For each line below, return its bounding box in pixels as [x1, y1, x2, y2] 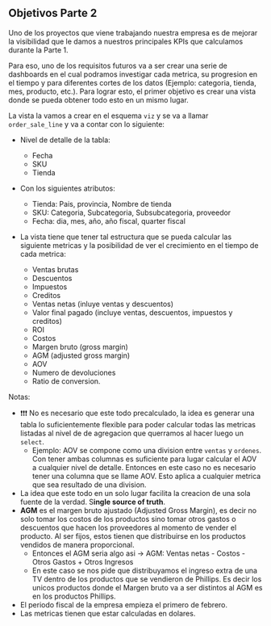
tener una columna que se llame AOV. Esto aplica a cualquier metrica [31, 471, 261, 481]
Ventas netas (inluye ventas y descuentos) [31, 299, 174, 309]
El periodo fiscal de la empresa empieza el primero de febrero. [19, 599, 228, 609]
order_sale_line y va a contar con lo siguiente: [8, 119, 165, 128]
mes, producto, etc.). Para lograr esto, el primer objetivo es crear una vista [8, 86, 256, 96]
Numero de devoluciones [31, 368, 116, 377]
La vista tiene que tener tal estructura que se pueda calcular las [19, 232, 232, 242]
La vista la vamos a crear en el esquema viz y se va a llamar [8, 111, 209, 120]
